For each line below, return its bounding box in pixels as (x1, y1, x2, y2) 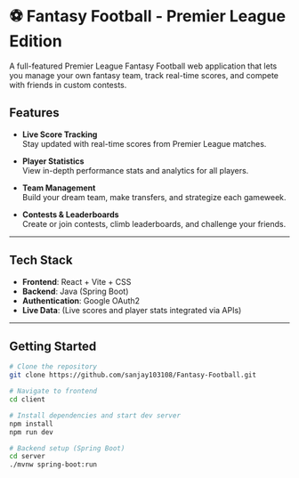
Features (9, 105, 60, 120)
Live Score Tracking (21, 129, 98, 140)
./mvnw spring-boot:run (9, 460, 98, 469)
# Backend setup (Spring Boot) (9, 443, 125, 453)
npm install (9, 419, 53, 428)
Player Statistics (21, 156, 85, 166)
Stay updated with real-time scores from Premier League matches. (21, 138, 267, 149)
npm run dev (9, 427, 53, 436)
